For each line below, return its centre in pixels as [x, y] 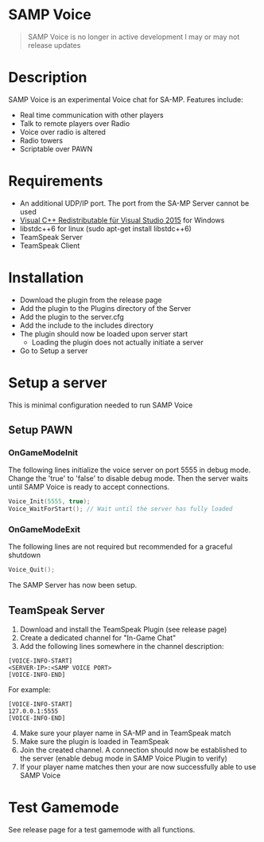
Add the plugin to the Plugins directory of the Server [105, 308]
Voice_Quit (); [32, 570]
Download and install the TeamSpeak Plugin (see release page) [123, 630]
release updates [54, 45]
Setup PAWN [41, 430]
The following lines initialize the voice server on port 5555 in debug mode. [130, 470]
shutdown [25, 555]
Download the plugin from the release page [91, 300]
